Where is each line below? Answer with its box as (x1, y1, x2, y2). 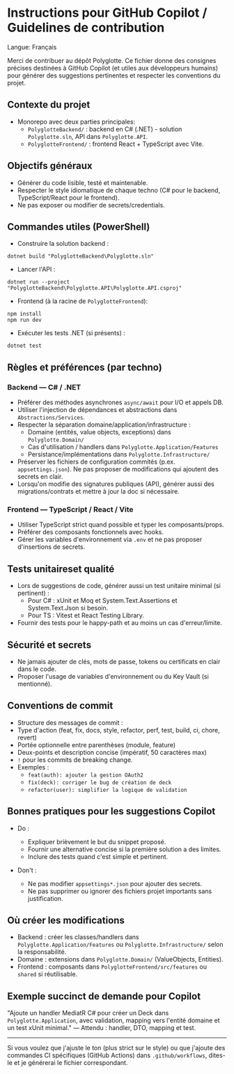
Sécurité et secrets (7, 639, 92, 651)
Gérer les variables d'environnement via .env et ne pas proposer (17, 536, 203, 544)
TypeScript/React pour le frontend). (17, 193, 120, 202)
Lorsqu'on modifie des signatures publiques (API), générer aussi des (17, 480, 214, 488)
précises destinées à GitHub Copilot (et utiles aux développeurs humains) (7, 64, 218, 72)
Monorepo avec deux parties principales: (17, 117, 136, 126)
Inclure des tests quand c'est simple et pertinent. (27, 852, 169, 860)
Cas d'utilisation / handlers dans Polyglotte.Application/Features (27, 443, 219, 451)
